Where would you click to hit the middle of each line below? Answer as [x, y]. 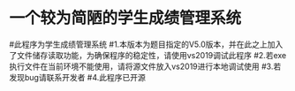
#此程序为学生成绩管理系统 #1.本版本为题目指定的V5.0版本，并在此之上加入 [146, 44]
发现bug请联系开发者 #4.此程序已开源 [77, 77]
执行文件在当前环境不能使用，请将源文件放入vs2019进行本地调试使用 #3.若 [145, 66]
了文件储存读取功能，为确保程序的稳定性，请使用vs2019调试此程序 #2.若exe [148, 55]
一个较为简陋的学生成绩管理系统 [125, 18]
